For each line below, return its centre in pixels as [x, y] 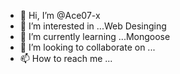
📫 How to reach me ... [66, 58]
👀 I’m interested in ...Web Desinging [93, 26]
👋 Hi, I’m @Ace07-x [60, 15]
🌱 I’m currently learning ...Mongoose [95, 36]
